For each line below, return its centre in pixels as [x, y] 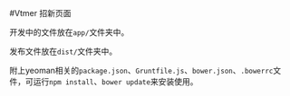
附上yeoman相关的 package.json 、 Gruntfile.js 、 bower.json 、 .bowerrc [141, 70]
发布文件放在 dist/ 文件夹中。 [63, 51]
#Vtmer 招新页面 [40, 13]
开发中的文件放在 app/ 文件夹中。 [69, 32]
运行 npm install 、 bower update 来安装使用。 [116, 82]
